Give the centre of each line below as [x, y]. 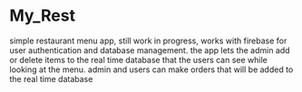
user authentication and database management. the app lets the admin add [150, 50]
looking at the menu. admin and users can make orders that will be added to [151, 69]
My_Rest [42, 16]
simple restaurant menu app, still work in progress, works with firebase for [148, 41]
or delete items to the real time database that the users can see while [138, 60]
